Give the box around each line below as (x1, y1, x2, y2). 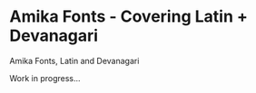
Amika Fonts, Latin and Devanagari (9, 55, 140, 66)
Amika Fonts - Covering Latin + (9, 6, 248, 27)
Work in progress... (9, 72, 81, 83)
